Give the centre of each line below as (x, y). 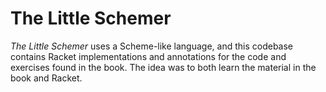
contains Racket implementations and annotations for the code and (148, 56)
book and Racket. (46, 78)
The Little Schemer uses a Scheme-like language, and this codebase (152, 46)
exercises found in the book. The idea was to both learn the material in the (163, 67)
